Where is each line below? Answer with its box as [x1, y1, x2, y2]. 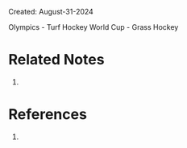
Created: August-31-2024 [8, 7, 94, 16]
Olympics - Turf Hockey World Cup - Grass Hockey [8, 23, 179, 31]
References [8, 105, 87, 124]
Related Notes [8, 51, 105, 69]
